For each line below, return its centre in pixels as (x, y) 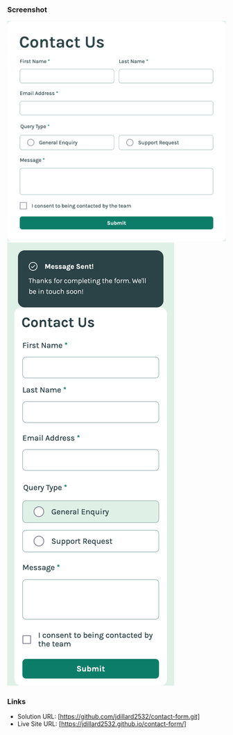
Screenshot (27, 10)
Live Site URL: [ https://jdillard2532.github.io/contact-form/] (102, 724)
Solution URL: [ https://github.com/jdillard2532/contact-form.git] (109, 717)
